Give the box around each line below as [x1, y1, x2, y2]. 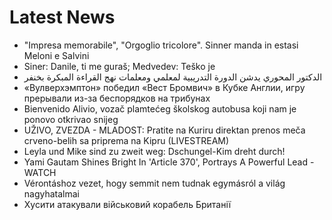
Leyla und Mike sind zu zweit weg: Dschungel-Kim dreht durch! [23, 145, 286, 157]
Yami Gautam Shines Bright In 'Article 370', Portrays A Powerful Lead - [23, 156, 315, 168]
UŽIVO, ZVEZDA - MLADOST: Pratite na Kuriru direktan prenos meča [23, 124, 306, 136]
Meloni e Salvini [23, 49, 90, 61]
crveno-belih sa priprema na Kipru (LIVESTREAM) [23, 134, 230, 146]
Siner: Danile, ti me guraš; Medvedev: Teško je [23, 60, 216, 72]
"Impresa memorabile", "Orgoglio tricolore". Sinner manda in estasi [23, 39, 299, 51]
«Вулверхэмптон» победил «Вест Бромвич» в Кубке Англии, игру [23, 81, 306, 93]
